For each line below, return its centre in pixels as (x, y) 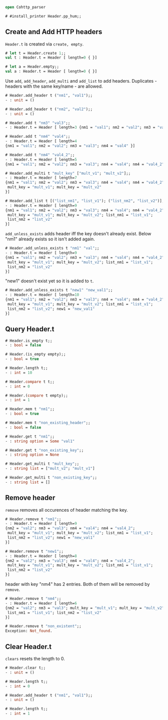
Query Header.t (30, 329)
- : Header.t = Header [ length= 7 (41, 178)
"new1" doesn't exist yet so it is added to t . (49, 281)
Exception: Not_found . (29, 631)
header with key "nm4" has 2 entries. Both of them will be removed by (77, 584)
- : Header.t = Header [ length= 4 (41, 141)
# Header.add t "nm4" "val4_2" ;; (40, 155)
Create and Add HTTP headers (54, 32)
